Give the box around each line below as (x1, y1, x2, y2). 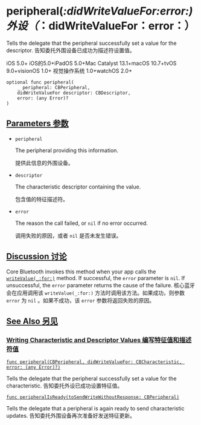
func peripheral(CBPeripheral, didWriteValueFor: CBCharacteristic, (6, 359, 182, 365)
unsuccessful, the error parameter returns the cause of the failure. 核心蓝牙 (6, 281, 196, 289)
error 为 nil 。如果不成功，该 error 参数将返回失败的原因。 (6, 296, 155, 304)
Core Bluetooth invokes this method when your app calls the (6, 268, 156, 275)
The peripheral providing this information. (14, 147, 119, 154)
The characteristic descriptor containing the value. (14, 183, 141, 190)
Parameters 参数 (6, 118, 69, 129)
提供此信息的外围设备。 (14, 159, 74, 166)
